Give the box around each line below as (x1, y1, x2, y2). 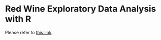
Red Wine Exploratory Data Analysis (5, 3, 156, 14)
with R (5, 13, 32, 25)
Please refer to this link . (5, 29, 53, 35)
